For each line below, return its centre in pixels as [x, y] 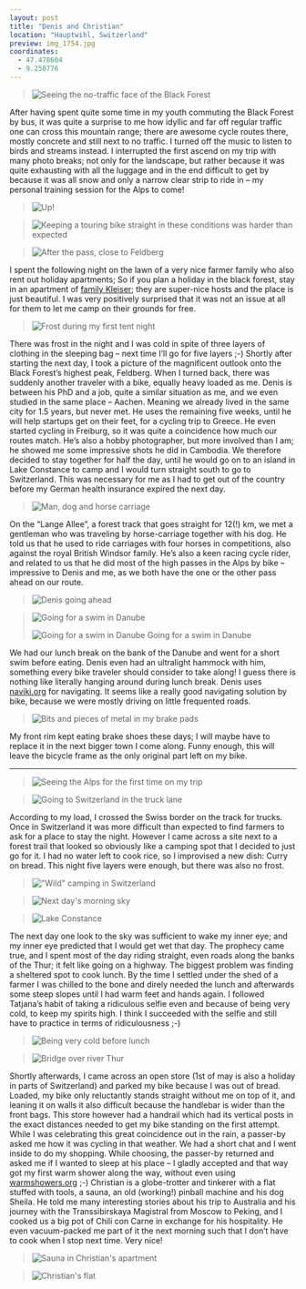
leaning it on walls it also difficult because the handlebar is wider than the [147, 1105]
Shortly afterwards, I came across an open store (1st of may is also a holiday [153, 1076]
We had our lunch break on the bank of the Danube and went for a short [145, 653]
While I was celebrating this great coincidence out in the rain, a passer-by [148, 1133]
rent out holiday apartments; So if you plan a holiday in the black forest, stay [153, 279]
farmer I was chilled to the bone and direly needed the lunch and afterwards [152, 984]
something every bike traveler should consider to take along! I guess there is [153, 672]
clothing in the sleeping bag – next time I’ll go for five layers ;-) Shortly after [151, 353]
